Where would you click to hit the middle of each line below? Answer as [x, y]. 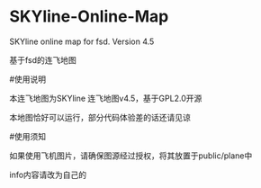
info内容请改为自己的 [48, 175]
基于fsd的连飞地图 [43, 59]
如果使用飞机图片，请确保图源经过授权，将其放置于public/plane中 [131, 156]
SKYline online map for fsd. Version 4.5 [82, 41]
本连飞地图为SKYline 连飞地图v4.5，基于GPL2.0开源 [106, 98]
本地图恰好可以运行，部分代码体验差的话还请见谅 [100, 117]
